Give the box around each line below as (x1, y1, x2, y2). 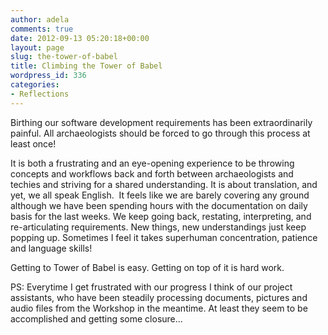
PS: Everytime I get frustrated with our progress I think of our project (10, 281, 293, 293)
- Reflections (10, 89, 70, 99)
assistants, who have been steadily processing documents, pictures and (10, 291, 308, 303)
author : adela (10, 14, 70, 25)
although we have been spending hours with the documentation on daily (10, 199, 308, 211)
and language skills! (10, 242, 93, 254)
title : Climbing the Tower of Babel (10, 61, 163, 71)
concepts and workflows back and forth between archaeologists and (10, 167, 294, 180)
